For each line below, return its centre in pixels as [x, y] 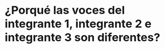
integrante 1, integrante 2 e [78, 24]
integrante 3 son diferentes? [82, 37]
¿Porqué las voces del [65, 10]
